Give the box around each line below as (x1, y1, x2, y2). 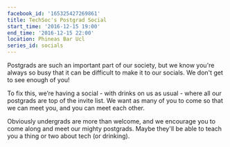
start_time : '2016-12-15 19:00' (7, 23, 100, 30)
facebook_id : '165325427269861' (7, 10, 100, 17)
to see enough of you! (7, 76, 71, 84)
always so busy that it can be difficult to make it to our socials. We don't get (7, 68, 224, 77)
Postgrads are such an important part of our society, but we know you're (7, 61, 215, 69)
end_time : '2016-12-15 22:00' (7, 29, 95, 37)
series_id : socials (7, 42, 64, 49)
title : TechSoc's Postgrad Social (7, 17, 107, 23)
